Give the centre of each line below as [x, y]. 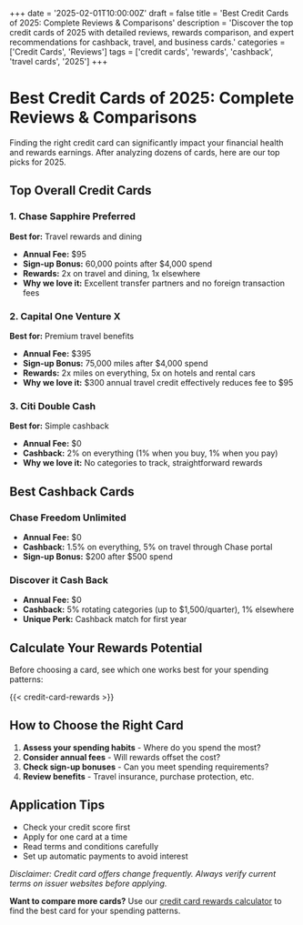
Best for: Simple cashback [59, 426]
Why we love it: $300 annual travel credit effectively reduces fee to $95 [158, 382]
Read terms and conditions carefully [91, 846]
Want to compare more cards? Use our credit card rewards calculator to [146, 900]
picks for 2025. [38, 162]
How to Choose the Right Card [96, 725]
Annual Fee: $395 [57, 353]
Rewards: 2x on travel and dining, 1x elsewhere [111, 273]
